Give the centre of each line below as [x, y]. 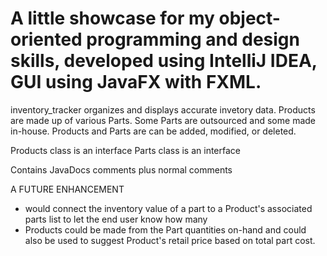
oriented [46, 39]
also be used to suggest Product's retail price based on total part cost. [170, 240]
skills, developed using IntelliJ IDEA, [164, 61]
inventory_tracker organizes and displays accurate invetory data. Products [163, 109]
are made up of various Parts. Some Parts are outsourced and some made [163, 120]
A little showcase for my [112, 18]
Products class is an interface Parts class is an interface [125, 150]
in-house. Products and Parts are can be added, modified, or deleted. [153, 131]
